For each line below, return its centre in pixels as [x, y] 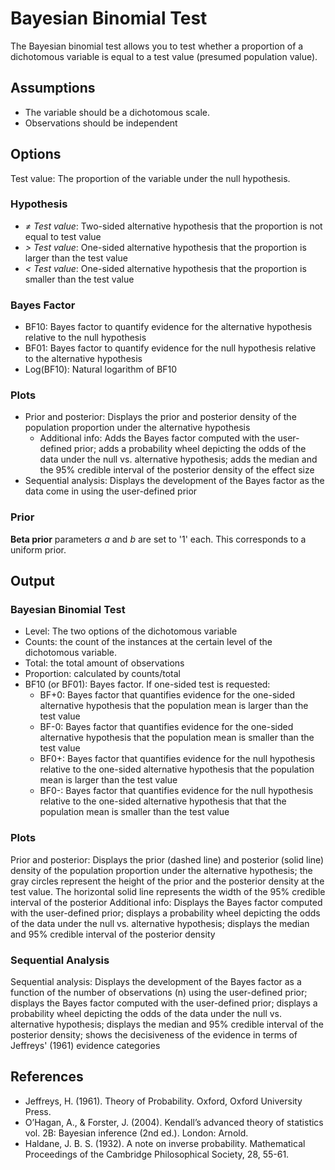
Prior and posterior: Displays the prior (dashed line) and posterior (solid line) [167, 859]
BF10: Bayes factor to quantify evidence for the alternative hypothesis [168, 327]
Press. [38, 1111]
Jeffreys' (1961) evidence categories [85, 1046]
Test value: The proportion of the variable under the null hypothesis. [150, 178]
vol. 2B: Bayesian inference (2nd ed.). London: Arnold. [136, 1133]
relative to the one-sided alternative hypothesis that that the [163, 801]
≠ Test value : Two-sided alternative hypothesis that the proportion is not [173, 226]
